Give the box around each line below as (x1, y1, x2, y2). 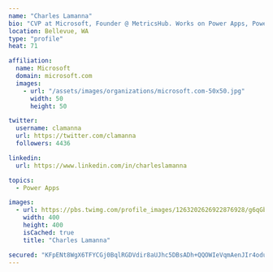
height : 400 (23, 221, 63, 229)
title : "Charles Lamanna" (23, 236, 111, 244)
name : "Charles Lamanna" (8, 11, 93, 20)
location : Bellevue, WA (8, 27, 89, 35)
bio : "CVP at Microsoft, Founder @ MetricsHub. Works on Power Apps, (8, 19, 249, 28)
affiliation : (8, 57, 53, 65)
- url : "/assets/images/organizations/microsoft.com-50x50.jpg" (23, 87, 245, 95)
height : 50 (29, 102, 67, 110)
